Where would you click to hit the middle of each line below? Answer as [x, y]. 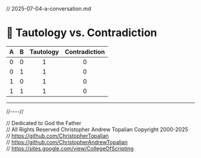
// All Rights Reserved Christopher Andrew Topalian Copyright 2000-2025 [97, 129]
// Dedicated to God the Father [44, 123]
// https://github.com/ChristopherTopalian [57, 136]
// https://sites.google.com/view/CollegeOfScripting [70, 148]
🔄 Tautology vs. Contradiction [82, 33]
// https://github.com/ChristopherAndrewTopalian [67, 142]
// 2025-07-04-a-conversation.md [49, 9]
